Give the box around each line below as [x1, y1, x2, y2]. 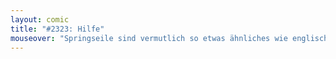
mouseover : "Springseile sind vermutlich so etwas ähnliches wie [10, 33, 288, 43]
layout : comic [10, 14, 70, 25]
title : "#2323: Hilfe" [10, 24, 105, 34]
